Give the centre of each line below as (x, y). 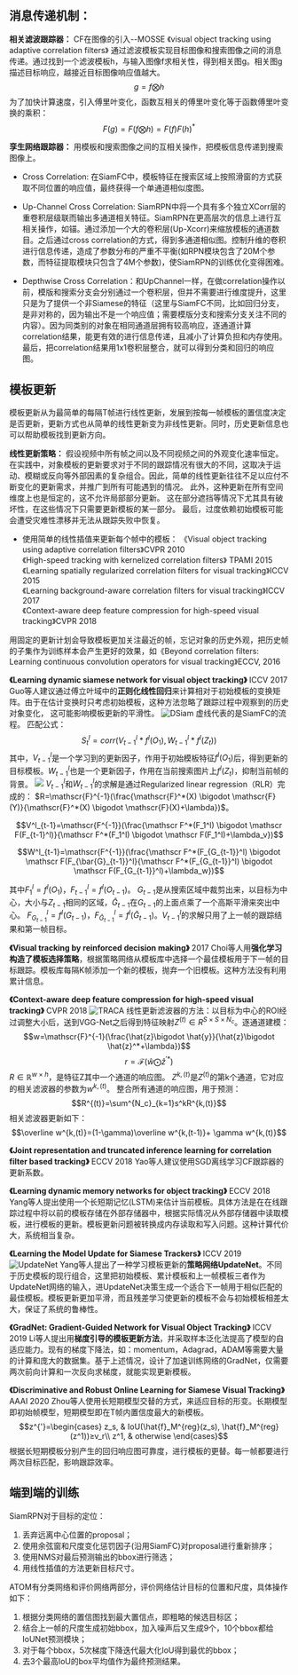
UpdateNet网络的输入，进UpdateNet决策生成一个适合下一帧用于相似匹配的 (146, 1286)
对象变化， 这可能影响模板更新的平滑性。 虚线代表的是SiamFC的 (144, 714)
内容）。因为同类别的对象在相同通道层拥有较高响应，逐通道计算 (137, 326)
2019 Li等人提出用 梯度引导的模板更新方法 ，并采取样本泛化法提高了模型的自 (146, 1338)
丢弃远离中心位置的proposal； (77, 1535)
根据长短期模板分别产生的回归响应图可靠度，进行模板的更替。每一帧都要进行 (149, 1450)
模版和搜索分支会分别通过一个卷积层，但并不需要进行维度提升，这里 (162, 292)
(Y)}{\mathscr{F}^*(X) (50, 808)
